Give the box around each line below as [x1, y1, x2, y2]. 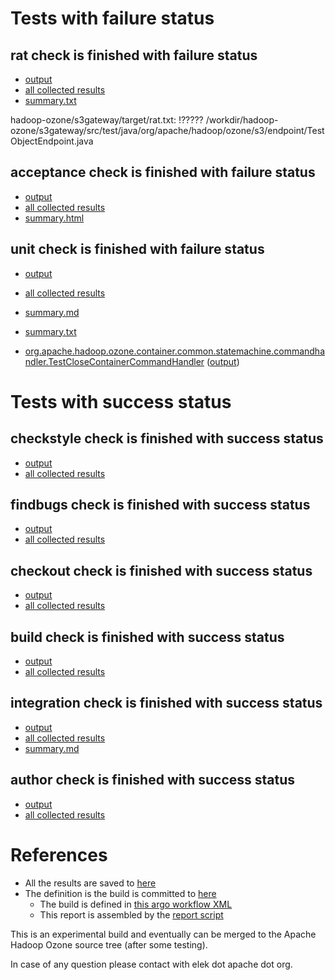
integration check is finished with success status [10, 695, 323, 712]
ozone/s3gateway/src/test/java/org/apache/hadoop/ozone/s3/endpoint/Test [10, 125, 325, 136]
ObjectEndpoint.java [10, 135, 94, 147]
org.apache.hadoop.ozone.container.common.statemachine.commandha [24, 345, 326, 357]
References [10, 843, 108, 866]
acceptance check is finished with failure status [10, 164, 316, 181]
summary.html [24, 212, 85, 224]
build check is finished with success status [10, 628, 285, 646]
